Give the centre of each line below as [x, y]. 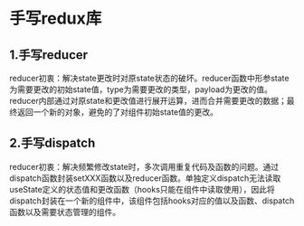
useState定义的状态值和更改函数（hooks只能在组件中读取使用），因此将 [142, 189]
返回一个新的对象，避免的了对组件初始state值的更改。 [118, 112]
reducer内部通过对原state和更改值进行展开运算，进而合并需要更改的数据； [148, 101]
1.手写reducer [49, 55]
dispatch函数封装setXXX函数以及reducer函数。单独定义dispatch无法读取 [145, 178]
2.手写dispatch [52, 143]
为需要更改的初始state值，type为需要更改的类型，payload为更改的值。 [141, 89]
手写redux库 [56, 19]
